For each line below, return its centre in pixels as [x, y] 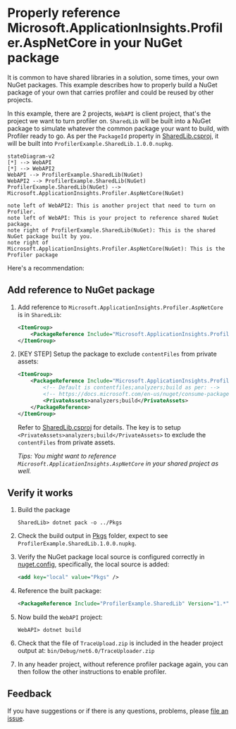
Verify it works [40, 493]
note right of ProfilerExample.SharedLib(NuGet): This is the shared [112, 230]
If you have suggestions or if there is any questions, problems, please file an [118, 711]
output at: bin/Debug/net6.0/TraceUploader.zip [86, 651]
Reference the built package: [60, 591]
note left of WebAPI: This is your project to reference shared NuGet [113, 218]
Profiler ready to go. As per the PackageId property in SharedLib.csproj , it [113, 136]
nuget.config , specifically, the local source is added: [93, 564]
